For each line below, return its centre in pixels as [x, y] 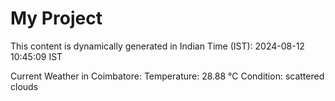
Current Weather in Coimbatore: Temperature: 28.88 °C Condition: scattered [167, 76]
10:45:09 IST [36, 56]
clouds [24, 86]
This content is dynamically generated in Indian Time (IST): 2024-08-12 [157, 46]
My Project [56, 18]
